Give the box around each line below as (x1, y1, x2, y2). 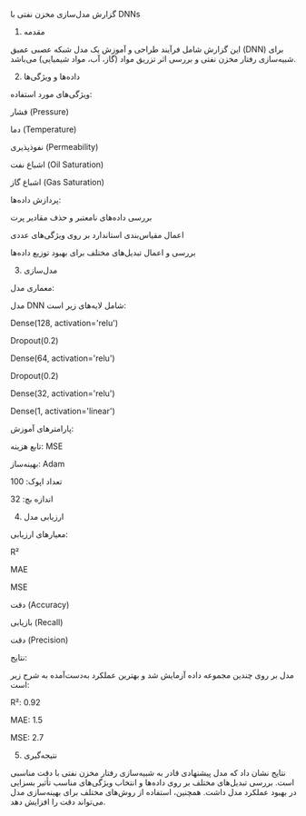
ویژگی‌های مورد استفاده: (10, 89, 93, 99)
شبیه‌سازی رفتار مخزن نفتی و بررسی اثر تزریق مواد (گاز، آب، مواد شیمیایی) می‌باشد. (10, 54, 296, 64)
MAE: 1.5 (10, 714, 44, 725)
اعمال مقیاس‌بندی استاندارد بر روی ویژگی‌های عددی (10, 230, 184, 240)
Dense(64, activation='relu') (10, 353, 116, 363)
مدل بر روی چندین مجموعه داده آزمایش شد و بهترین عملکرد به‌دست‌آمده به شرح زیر (10, 670, 294, 681)
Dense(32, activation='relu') (10, 388, 116, 399)
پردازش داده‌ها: (10, 194, 62, 204)
